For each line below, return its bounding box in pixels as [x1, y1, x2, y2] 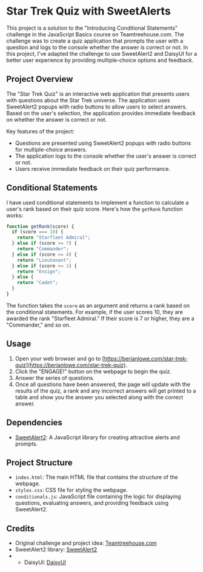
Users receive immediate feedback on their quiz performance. [15, 165, 171, 172]
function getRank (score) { [6, 223, 75, 230]
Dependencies [6, 417, 62, 428]
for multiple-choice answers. [15, 145, 87, 153]
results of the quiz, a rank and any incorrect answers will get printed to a [15, 387, 196, 394]
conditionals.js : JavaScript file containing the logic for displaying [15, 493, 181, 501]
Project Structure [6, 457, 73, 468]
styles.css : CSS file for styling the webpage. [15, 487, 128, 494]
